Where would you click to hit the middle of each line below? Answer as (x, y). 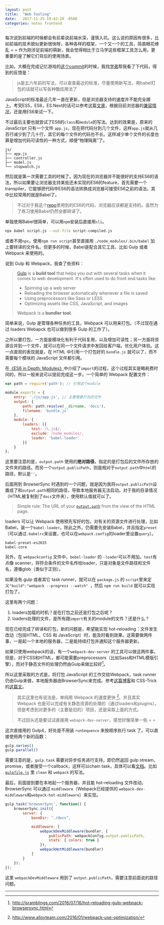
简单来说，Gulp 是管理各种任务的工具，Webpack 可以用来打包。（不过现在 (79, 323)
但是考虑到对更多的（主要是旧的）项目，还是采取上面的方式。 (79, 709)
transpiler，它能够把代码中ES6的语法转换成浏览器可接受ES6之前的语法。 (78, 189)
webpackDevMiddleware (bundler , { (74, 831)
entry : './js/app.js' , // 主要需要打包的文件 (58, 397)
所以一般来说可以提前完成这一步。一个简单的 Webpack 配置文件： (84, 374)
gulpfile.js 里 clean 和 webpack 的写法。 (46, 772)
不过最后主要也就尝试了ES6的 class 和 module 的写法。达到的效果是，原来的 (79, 122)
